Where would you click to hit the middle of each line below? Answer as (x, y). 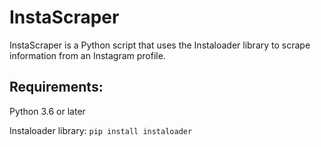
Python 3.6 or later (47, 111)
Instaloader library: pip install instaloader (101, 130)
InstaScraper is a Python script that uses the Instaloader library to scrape (160, 45)
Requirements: (56, 87)
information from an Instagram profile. (87, 55)
